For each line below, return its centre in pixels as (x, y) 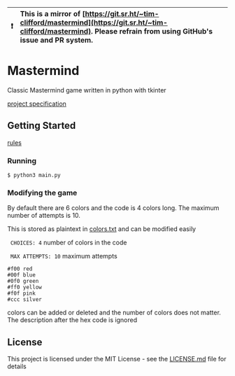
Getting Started (42, 126)
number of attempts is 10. (44, 216)
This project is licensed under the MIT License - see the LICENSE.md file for (117, 359)
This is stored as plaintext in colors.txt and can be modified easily (102, 229)
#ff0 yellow (24, 287)
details (17, 366)
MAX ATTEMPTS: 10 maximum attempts (64, 256)
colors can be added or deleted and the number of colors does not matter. (114, 313)
